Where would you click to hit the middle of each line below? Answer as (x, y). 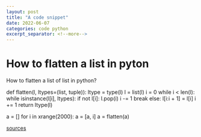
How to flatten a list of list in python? (51, 81)
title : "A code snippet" (37, 17)
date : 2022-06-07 (28, 23)
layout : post (23, 12)
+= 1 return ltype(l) (29, 105)
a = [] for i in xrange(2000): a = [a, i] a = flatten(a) (68, 117)
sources (16, 128)
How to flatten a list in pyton (78, 64)
